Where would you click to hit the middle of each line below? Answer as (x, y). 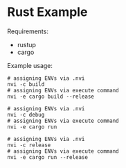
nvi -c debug (26, 115)
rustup (27, 44)
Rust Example (47, 12)
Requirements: (28, 31)
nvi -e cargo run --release (48, 157)
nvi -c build (26, 84)
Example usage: (30, 65)
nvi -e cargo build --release (51, 96)
